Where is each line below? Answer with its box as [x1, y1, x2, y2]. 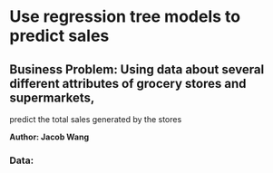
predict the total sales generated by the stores [9, 114, 182, 124]
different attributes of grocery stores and [9, 75, 247, 91]
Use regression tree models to [9, 6, 241, 27]
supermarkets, [9, 90, 95, 105]
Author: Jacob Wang [9, 131, 90, 142]
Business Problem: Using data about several [9, 62, 265, 77]
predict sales [9, 25, 110, 46]
